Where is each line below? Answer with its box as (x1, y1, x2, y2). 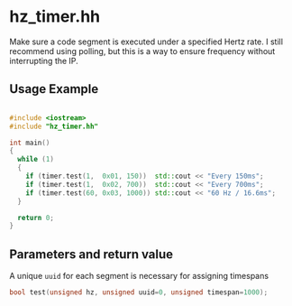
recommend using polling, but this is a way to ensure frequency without (9, 45, 276, 56)
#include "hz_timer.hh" (9, 122, 99, 131)
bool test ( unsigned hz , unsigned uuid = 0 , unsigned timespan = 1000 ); (9, 288, 269, 297)
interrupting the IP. (9, 55, 78, 66)
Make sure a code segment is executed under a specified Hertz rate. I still (9, 36, 284, 47)
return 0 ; (17, 213, 54, 222)
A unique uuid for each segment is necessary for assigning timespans (9, 271, 269, 282)
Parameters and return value (9, 246, 174, 262)
